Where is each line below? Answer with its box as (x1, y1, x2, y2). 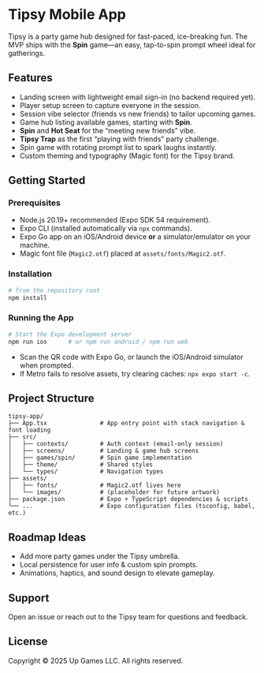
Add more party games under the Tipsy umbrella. (19, 551, 180, 561)
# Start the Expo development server (8, 330, 132, 338)
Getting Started (8, 174, 86, 187)
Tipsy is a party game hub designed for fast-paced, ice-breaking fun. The (8, 32, 248, 41)
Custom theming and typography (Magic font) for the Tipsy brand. (19, 151, 235, 160)
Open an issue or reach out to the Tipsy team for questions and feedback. (8, 611, 248, 621)
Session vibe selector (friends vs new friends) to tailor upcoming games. (19, 109, 256, 118)
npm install (8, 294, 47, 301)
